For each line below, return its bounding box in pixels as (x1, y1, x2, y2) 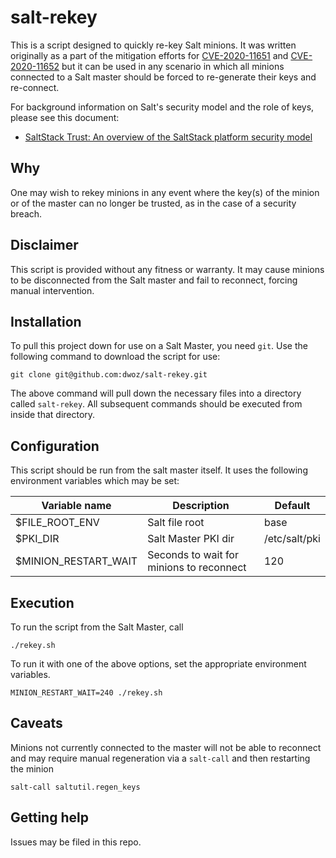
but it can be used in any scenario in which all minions (61, 60, 285, 72)
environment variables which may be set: (10, 475, 180, 487)
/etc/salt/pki (263, 532, 321, 546)
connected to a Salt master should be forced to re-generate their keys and (10, 71, 317, 83)
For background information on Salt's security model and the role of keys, (10, 101, 315, 113)
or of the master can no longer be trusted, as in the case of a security (10, 197, 297, 209)
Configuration (10, 437, 100, 455)
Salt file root (147, 516, 205, 530)
